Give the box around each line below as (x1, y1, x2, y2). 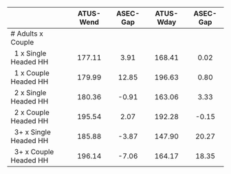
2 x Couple (14, 108, 50, 117)
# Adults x (10, 29, 43, 38)
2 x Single (14, 88, 47, 97)
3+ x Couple (14, 147, 54, 156)
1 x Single (14, 49, 47, 58)
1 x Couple (14, 69, 50, 77)
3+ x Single (14, 127, 52, 136)
